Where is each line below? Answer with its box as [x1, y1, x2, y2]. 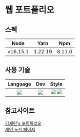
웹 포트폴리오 [5, 4, 55, 16]
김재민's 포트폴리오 [5, 120, 41, 126]
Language [7, 81, 32, 87]
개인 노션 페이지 [5, 126, 36, 132]
